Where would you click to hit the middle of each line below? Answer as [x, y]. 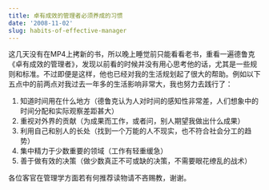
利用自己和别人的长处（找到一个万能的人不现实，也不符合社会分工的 [132, 131]
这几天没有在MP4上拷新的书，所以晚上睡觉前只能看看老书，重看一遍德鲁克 [132, 54]
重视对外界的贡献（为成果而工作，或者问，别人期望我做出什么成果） [132, 121]
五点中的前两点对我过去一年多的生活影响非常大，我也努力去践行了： [120, 84]
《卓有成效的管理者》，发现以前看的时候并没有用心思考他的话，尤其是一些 [129, 64]
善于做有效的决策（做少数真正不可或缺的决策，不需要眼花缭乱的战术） [136, 161]
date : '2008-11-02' [41, 23]
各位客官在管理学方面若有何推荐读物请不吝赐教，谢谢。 [99, 178]
